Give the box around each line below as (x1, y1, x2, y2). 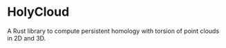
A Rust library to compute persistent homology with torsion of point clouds (7, 27, 220, 35)
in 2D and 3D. (7, 34, 46, 42)
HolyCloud (7, 4, 70, 20)
